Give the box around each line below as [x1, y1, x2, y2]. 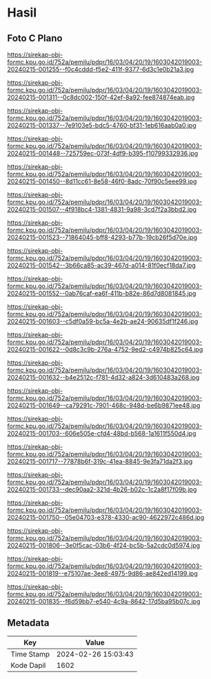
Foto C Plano [7, 32, 63, 44]
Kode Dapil [10, 660, 46, 670]
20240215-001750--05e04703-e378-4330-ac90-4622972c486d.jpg [7, 514, 205, 521]
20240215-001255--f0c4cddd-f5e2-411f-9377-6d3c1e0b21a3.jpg [7, 65, 194, 73]
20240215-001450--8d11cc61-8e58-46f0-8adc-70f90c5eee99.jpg [7, 177, 197, 185]
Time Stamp [10, 649, 50, 659]
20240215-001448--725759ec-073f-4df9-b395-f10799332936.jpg [7, 150, 199, 157]
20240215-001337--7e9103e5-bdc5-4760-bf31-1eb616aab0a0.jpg [7, 121, 197, 129]
